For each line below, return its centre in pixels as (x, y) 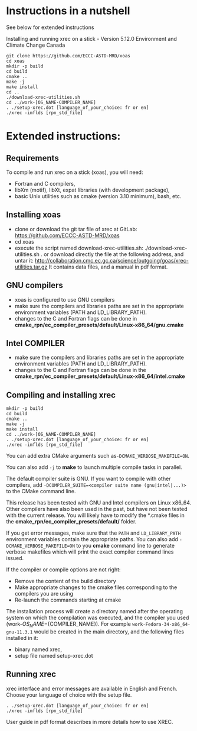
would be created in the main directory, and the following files (109, 632)
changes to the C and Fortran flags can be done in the (80, 370)
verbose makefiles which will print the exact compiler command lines (90, 552)
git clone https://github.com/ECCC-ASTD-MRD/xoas (68, 56)
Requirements (32, 158)
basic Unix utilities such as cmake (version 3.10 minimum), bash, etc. (98, 196)
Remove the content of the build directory (65, 581)
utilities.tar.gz (31, 267)
